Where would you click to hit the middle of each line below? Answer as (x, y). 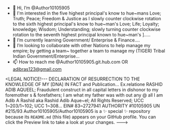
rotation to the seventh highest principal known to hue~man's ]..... (81, 35)
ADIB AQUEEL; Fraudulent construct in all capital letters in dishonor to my (82, 90)
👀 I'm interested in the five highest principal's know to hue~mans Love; (87, 13)
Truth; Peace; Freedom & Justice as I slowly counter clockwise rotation (87, 18)
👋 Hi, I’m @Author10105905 (41, 8)
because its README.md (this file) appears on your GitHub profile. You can (81, 117)
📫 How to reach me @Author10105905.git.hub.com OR (70, 62)
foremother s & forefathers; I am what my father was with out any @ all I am (84, 95)
